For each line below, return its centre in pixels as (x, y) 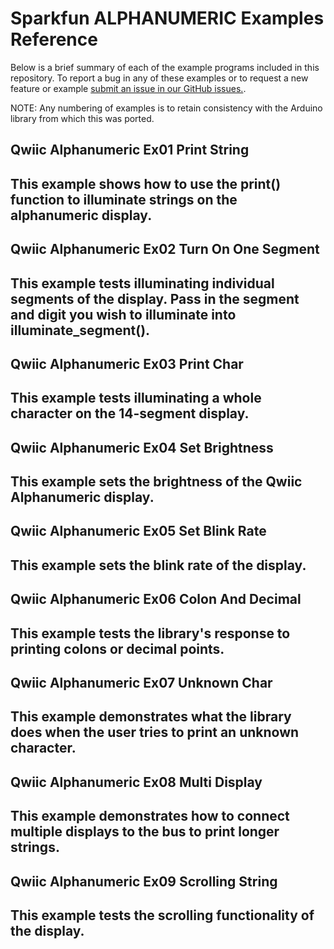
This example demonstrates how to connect (150, 816)
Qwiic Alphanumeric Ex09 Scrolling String (144, 881)
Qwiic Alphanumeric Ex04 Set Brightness (142, 447)
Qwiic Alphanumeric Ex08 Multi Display (136, 782)
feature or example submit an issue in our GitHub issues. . (128, 88)
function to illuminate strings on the (124, 199)
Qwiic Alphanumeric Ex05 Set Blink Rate (138, 531)
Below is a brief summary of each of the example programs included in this (165, 67)
